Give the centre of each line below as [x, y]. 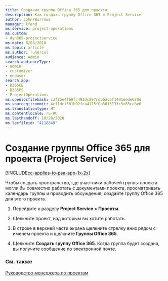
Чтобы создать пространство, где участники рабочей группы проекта [81, 182]
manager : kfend [21, 24]
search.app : [18, 81]
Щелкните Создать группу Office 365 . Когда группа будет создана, [86, 243]
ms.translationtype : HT [30, 109]
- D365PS [14, 90]
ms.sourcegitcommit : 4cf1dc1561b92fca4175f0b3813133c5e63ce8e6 [73, 104]
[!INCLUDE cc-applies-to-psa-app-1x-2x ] [48, 173]
